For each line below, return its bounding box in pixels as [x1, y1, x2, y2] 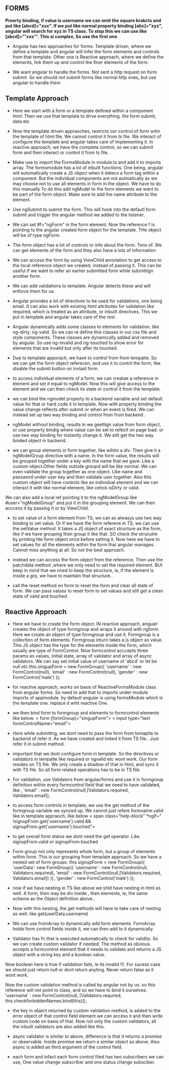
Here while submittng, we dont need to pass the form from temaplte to [12, 730, 159, 736]
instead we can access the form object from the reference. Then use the [12, 556, 163, 562]
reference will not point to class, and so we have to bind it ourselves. [5, 987, 147, 993]
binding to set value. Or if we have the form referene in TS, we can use [12, 520, 159, 526]
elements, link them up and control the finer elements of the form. [12, 59, 149, 65]
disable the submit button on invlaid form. [12, 365, 99, 371]
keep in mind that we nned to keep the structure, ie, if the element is [12, 567, 154, 573]
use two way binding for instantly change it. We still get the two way [12, 432, 154, 438]
